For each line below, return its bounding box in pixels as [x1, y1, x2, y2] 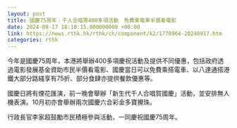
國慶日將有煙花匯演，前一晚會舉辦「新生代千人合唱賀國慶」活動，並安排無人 [7, 89, 230, 98]
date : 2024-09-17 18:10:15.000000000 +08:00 [7, 23, 140, 30]
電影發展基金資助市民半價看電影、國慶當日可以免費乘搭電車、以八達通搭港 [13, 65, 230, 74]
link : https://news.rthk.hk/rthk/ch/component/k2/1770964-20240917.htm [7, 30, 222, 37]
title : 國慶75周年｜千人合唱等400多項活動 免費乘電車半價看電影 [7, 17, 177, 24]
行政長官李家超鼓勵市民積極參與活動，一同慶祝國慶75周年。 [7, 113, 182, 122]
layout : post [7, 10, 46, 18]
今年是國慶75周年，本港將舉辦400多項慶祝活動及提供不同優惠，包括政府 [7, 57, 218, 65]
